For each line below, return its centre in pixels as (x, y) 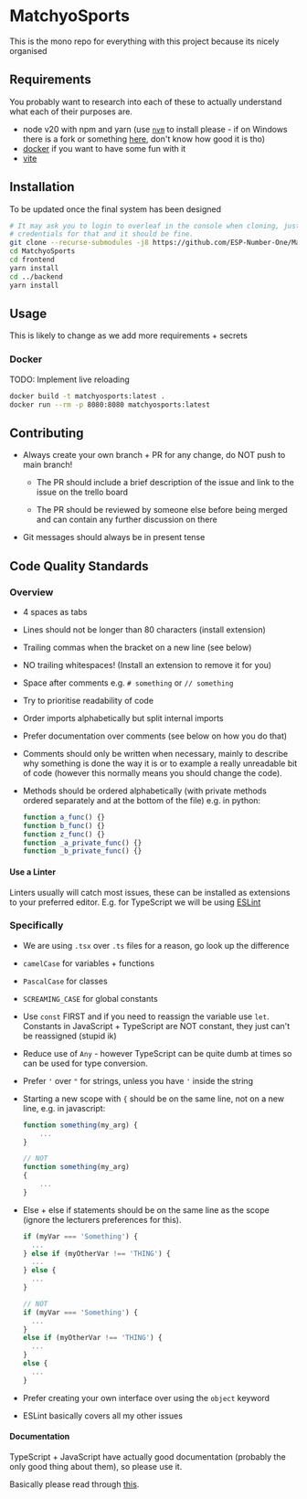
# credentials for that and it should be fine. (102, 234)
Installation (42, 187)
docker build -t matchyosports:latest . (88, 396)
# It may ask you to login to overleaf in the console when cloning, (145, 226)
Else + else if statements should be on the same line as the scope (146, 1210)
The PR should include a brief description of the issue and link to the (165, 483)
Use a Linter (33, 872)
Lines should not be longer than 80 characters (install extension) (144, 629)
